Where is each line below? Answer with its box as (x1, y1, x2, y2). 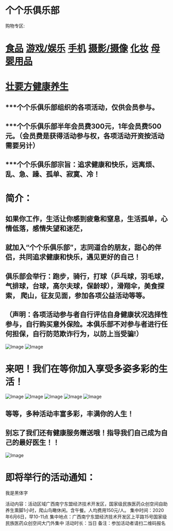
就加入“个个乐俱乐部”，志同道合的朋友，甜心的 (5, 243, 155, 252)
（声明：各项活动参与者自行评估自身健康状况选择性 (5, 310, 168, 319)
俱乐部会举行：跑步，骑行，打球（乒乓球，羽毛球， (5, 272, 168, 281)
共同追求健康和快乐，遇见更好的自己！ (19, 253, 141, 262)
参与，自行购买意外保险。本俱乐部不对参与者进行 (5, 320, 161, 329)
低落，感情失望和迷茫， (12, 224, 86, 233)
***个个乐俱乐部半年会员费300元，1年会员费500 (5, 122, 162, 131)
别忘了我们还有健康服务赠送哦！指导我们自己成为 (5, 429, 161, 437)
